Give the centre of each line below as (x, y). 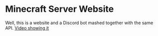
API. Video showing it (27, 28)
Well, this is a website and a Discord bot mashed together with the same (79, 23)
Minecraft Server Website (60, 9)
